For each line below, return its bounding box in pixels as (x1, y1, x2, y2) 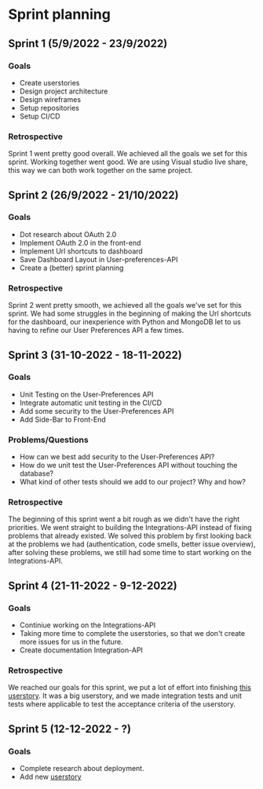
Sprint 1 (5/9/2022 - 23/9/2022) (8, 37, 168, 50)
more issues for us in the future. (19, 637, 123, 647)
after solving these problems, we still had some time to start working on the (8, 548, 252, 557)
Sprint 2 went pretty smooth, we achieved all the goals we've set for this (8, 301, 242, 310)
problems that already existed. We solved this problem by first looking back (8, 531, 253, 541)
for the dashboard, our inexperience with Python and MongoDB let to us (8, 317, 241, 327)
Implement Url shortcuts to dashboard (19, 246, 143, 256)
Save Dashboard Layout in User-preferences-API (19, 254, 178, 264)
